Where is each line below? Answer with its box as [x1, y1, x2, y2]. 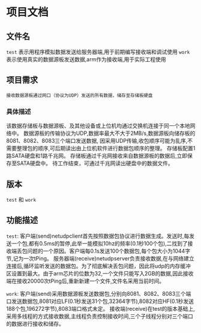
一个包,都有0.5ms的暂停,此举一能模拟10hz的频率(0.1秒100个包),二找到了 [11, 239, 188, 247]
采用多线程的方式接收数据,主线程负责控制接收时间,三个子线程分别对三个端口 [6, 313, 194, 320]
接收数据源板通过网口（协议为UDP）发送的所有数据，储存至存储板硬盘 [6, 92, 153, 98]
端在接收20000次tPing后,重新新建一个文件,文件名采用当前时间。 [6, 277, 165, 284]
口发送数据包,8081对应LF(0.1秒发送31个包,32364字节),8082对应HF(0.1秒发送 [6, 298, 194, 305]
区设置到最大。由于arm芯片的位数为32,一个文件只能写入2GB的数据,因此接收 [6, 269, 194, 277]
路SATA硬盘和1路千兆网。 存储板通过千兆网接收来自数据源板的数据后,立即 [6, 152, 188, 160]
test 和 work [6, 196, 37, 203]
